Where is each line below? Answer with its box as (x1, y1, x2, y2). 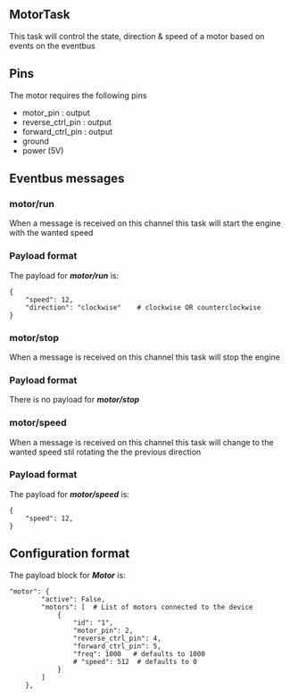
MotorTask (9, 7, 70, 22)
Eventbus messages (9, 171, 125, 187)
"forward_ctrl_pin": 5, (72, 642, 162, 651)
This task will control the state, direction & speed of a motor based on (9, 30, 265, 41)
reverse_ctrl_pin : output (21, 116, 112, 128)
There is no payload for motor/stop (9, 395, 140, 405)
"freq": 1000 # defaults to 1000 (72, 649, 205, 659)
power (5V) (21, 145, 64, 155)
